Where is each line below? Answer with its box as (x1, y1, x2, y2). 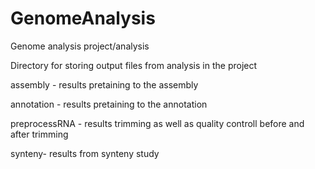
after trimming (10, 128, 69, 140)
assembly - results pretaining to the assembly (10, 78, 199, 91)
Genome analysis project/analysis (10, 40, 150, 52)
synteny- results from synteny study (10, 147, 160, 159)
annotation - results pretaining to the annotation (10, 98, 208, 110)
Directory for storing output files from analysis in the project (10, 59, 258, 71)
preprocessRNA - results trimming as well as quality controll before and (10, 117, 305, 129)
